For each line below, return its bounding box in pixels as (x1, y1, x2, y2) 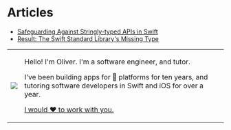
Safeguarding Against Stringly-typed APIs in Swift (16, 27, 158, 36)
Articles (7, 5, 54, 21)
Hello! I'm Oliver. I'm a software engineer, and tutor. (24, 57, 190, 66)
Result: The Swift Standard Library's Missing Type (16, 34, 159, 42)
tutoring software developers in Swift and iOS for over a (24, 81, 204, 90)
